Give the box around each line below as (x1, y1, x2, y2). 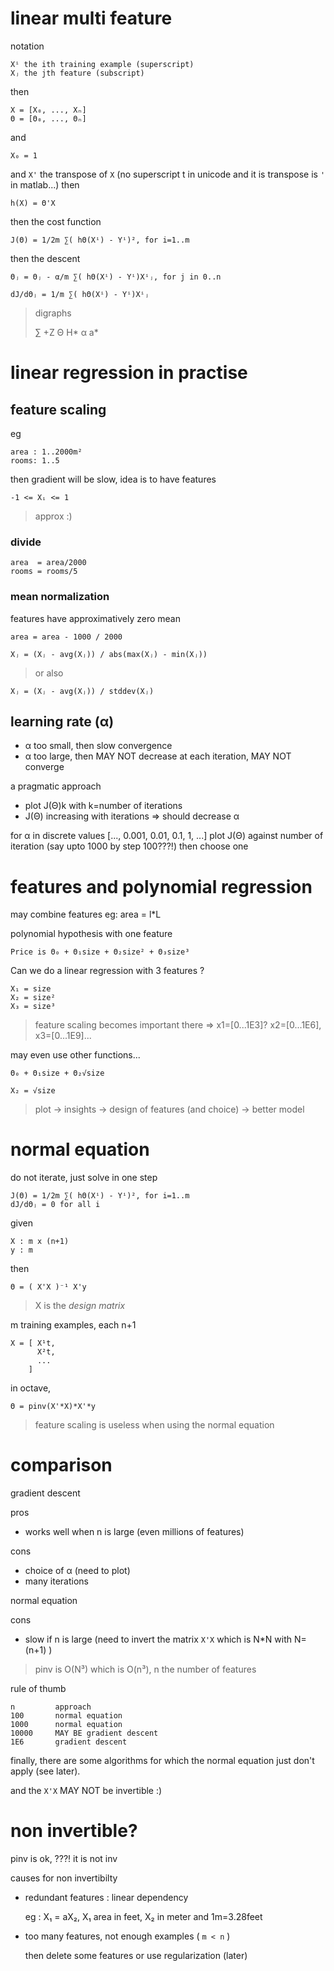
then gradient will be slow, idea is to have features (10, 473, 217, 485)
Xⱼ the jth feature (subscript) (10, 68, 145, 78)
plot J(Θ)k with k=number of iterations (24, 800, 183, 812)
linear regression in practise (10, 362, 248, 384)
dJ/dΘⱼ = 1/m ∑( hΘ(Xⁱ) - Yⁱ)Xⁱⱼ (10, 289, 150, 299)
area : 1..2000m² (10, 447, 83, 457)
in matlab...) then (10, 178, 80, 191)
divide (10, 535, 42, 549)
